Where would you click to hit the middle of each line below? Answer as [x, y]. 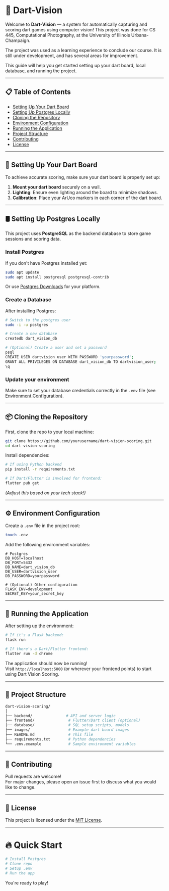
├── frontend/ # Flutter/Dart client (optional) [73, 720]
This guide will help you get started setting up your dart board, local [75, 65]
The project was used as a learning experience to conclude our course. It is [83, 50]
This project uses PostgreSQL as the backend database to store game [78, 233]
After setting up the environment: [39, 626]
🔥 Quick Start [34, 845]
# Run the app [20, 873]
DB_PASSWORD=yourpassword [32, 576]
